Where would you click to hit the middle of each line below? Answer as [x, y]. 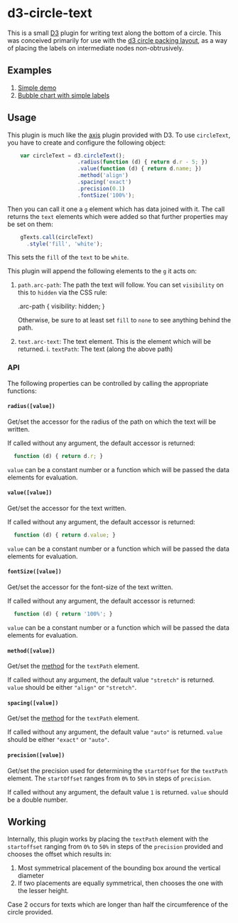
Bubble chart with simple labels [64, 95]
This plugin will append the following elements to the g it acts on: [102, 271]
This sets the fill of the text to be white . [68, 257]
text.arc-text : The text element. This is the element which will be [114, 342]
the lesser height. [43, 891]
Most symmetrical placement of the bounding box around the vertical [119, 868]
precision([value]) [36, 755]
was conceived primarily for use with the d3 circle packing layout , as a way [117, 40]
